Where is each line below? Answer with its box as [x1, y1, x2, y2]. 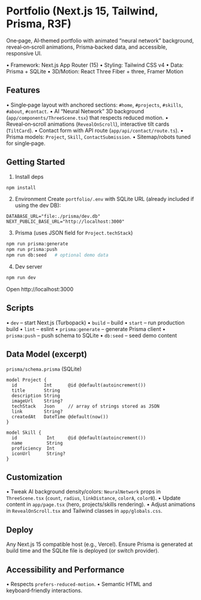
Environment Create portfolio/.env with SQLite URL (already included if [14, 196, 194, 203]
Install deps [14, 173, 44, 180]
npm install [6, 185, 36, 191]
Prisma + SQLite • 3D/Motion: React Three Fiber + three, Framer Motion [6, 67, 184, 75]
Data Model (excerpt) [6, 349, 88, 359]
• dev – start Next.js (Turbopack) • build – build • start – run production [6, 319, 185, 326]
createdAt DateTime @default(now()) [11, 413, 109, 419]
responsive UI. [6, 49, 42, 57]
